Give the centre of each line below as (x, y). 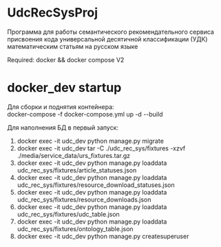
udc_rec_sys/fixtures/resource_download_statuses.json (96, 185)
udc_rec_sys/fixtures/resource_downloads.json (84, 199)
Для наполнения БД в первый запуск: (63, 127)
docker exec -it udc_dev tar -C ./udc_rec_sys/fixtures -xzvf (101, 148)
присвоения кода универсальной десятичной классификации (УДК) (107, 39)
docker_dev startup (64, 88)
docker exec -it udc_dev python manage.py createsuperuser (103, 236)
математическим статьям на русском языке (73, 46)
